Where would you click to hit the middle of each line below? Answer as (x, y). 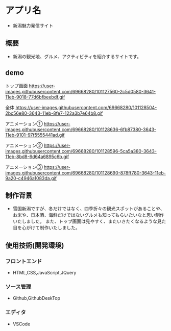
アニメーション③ (24, 167)
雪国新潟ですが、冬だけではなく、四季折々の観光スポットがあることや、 (89, 209)
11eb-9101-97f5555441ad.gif (35, 135)
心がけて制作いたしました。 (51, 228)
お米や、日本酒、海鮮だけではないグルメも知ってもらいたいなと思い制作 (88, 215)
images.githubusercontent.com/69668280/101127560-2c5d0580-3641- (81, 91)
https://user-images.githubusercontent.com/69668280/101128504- (86, 107)
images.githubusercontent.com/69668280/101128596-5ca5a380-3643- (81, 151)
